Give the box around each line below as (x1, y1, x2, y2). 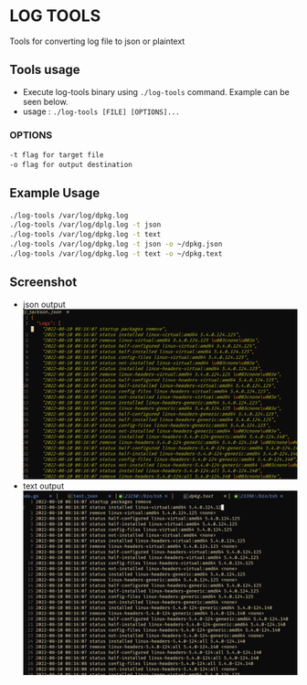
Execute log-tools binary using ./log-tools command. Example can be (22, 86, 290, 97)
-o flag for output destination (9, 160, 132, 169)
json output (22, 299, 66, 310)
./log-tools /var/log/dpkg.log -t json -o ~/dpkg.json (9, 239, 223, 249)
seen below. (22, 96, 69, 107)
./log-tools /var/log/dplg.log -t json (9, 220, 162, 229)
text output (22, 480, 65, 491)
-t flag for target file (9, 151, 104, 160)
